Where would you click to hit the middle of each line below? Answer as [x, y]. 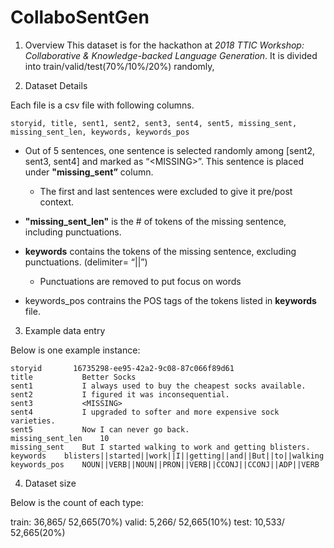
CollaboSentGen [80, 17]
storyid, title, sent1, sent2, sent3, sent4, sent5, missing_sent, [154, 123]
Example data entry [65, 330]
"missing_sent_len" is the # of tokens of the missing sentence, [155, 221]
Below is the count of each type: [77, 502]
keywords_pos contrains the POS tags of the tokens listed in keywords [170, 300]
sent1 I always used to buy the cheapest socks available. [158, 386]
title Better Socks [73, 377]
